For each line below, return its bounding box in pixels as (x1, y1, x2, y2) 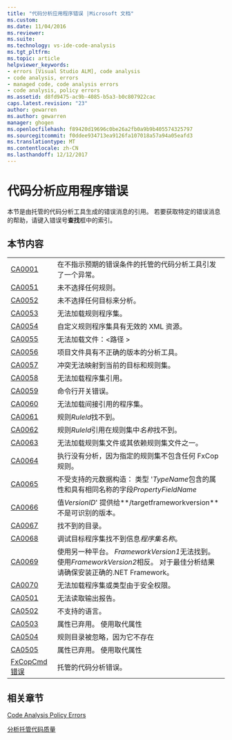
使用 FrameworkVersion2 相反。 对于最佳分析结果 (57, 557, 215, 567)
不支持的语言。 (57, 606, 106, 616)
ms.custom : (7, 17, 39, 23)
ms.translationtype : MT (7, 139, 76, 146)
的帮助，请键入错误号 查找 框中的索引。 (7, 215, 116, 224)
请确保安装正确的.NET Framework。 (57, 567, 174, 577)
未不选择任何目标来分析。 (57, 295, 140, 305)
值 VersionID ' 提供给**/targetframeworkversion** (57, 498, 219, 507)
